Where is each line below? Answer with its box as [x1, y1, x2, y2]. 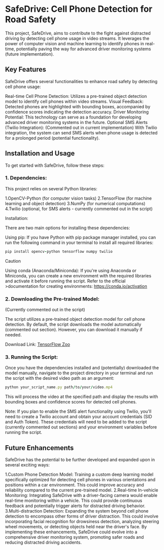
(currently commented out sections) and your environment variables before [5, 424, 157, 430]
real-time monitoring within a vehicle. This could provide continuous [5, 498, 142, 504]
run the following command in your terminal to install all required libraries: [5, 240, 153, 245]
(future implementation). [5, 51, 54, 57]
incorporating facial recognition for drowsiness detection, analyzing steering [5, 519, 159, 524]
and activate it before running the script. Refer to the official [5, 278, 126, 284]
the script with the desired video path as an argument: [5, 375, 115, 381]
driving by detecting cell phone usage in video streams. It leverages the [5, 35, 149, 41]
